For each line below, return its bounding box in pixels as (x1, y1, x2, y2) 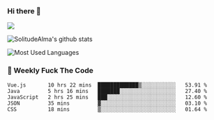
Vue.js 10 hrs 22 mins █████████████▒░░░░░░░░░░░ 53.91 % (7, 81, 208, 89)
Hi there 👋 (7, 6, 42, 16)
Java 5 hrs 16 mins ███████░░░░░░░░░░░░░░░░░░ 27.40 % (7, 87, 208, 94)
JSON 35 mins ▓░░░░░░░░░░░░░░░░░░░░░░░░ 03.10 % (7, 100, 208, 107)
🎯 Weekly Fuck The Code (7, 66, 94, 76)
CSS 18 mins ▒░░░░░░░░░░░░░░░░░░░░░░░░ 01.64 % (7, 105, 208, 113)
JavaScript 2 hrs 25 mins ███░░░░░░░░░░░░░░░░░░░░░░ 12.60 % (7, 94, 208, 101)
